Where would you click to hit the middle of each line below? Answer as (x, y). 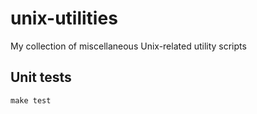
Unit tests (41, 77)
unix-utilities (64, 18)
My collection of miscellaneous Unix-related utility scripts (128, 46)
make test (31, 100)
